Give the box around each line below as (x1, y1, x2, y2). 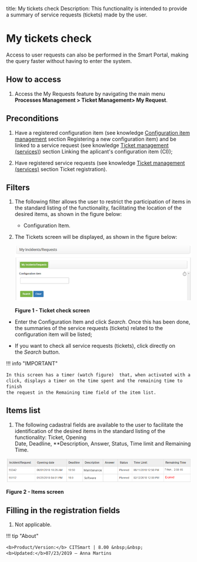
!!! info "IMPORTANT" (6, 360, 58, 367)
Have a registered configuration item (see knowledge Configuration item (14, 129, 190, 136)
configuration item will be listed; (14, 331, 92, 338)
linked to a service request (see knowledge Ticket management (14, 141, 169, 149)
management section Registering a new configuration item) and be (14, 135, 176, 142)
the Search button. (14, 348, 61, 355)
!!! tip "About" (6, 533, 39, 540)
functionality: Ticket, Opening (14, 434, 86, 441)
